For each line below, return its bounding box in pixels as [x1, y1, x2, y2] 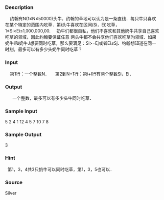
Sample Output [5, 131, 42, 138]
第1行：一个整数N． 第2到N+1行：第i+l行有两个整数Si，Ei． [9, 71, 134, 77]
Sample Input [5, 108, 38, 114]
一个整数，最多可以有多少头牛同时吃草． [12, 95, 94, 101]
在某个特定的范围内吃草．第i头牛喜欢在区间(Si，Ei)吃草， [5, 22, 120, 28]
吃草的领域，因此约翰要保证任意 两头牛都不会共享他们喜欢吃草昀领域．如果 [5, 34, 157, 40]
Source [5, 179, 23, 186]
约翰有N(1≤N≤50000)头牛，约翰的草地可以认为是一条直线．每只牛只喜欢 [9, 16, 156, 22]
